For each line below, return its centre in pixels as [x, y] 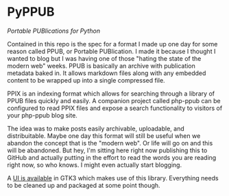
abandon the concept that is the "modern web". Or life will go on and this [110, 143]
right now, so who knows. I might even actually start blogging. [95, 165]
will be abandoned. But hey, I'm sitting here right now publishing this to [107, 150]
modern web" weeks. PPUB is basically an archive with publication [101, 66]
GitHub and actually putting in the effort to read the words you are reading [112, 157]
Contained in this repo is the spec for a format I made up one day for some [112, 44]
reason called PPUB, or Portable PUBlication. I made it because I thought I [111, 51]
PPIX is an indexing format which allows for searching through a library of [111, 94]
